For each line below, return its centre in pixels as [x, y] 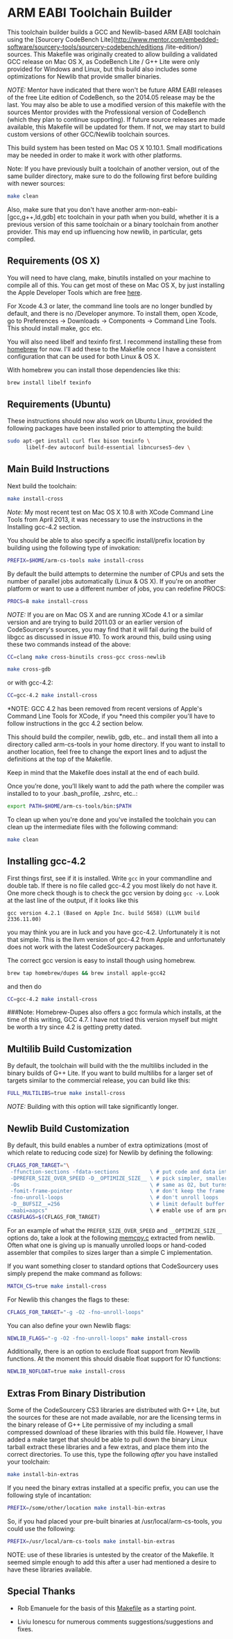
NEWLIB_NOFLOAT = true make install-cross [67, 1372]
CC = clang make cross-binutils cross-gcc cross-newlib [87, 657]
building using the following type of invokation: [74, 547]
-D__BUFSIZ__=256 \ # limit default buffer [118, 1204]
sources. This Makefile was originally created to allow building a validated [112, 54]
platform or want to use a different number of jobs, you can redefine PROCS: [116, 589]
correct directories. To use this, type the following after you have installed [113, 1455]
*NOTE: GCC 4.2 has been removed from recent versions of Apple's [105, 709]
